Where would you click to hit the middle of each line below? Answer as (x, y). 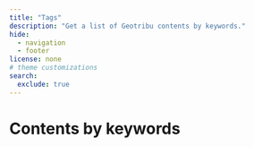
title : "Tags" (36, 17)
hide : (19, 34)
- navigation (42, 43)
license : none (36, 59)
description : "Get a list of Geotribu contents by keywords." (127, 26)
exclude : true (43, 84)
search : (24, 76)
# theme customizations (54, 68)
